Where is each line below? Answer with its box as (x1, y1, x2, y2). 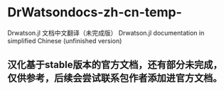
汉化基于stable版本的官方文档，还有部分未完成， (7, 59, 223, 71)
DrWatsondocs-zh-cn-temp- (7, 4, 183, 21)
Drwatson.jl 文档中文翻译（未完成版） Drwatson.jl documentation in (7, 28, 205, 37)
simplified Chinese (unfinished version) (7, 36, 122, 45)
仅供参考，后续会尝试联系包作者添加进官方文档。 (7, 72, 223, 84)
